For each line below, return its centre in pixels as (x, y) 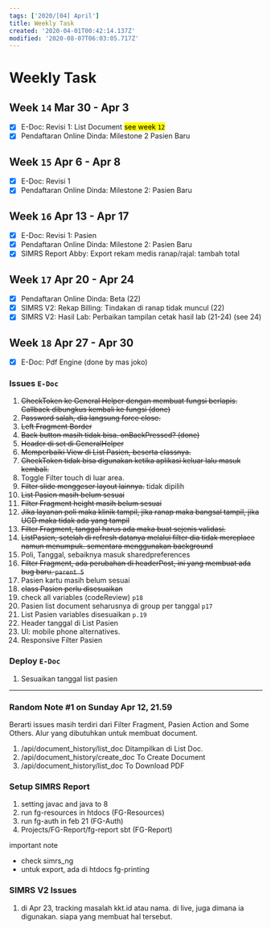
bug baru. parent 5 (52, 572)
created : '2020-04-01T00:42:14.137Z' (72, 31)
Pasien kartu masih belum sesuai (75, 581)
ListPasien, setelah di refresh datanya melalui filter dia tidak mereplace (138, 538)
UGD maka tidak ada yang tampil (75, 520)
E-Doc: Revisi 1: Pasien (59, 236)
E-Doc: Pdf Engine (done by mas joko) (84, 362)
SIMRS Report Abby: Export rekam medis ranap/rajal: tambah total (130, 253)
